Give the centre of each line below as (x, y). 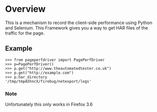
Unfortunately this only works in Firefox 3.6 (49, 105)
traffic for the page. (25, 33)
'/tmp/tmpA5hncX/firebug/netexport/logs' (48, 81)
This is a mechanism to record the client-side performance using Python (79, 23)
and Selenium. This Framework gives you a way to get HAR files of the (77, 28)
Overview (25, 9)
